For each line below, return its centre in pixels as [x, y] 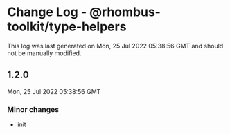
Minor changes [33, 109]
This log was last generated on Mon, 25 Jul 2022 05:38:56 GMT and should [115, 46]
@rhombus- [125, 12]
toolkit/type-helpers [67, 27]
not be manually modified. [44, 53]
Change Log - [47, 12]
